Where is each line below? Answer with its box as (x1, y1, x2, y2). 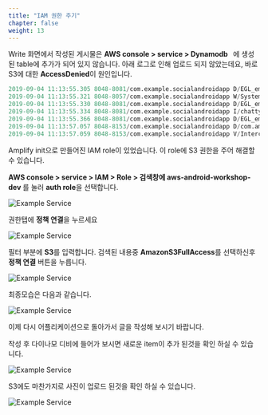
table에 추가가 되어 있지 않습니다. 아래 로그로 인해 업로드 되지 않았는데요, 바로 (16, 59, 258, 69)
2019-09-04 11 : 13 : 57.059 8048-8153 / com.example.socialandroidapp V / (8, 129, 241, 138)
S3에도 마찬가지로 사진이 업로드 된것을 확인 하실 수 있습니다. (8, 381, 196, 391)
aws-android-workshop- (166, 172, 251, 182)
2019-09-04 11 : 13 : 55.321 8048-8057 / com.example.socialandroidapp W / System (8, 93, 262, 101)
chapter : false (8, 19, 59, 27)
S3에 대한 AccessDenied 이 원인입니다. (8, 69, 133, 79)
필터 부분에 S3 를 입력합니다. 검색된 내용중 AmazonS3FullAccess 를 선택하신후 (8, 247, 256, 256)
